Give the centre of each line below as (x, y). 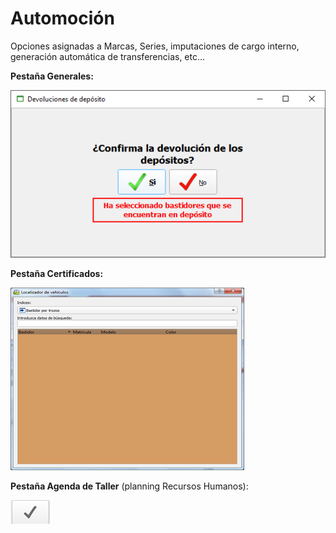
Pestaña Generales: (52, 76)
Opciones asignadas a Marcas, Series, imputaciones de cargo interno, (155, 46)
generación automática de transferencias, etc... (108, 56)
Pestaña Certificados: (57, 274)
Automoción (62, 18)
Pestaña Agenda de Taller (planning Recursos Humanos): (129, 486)
